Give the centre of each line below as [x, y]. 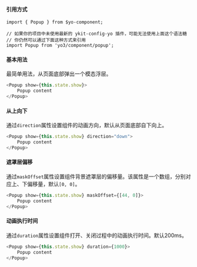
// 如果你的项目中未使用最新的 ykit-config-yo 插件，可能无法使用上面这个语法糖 [97, 34]
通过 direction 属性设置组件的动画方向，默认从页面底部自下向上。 [87, 125]
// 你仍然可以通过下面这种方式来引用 [46, 40]
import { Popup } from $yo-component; [55, 22]
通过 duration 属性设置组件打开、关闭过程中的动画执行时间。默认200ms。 [97, 235]
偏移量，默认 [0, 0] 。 [53, 184]
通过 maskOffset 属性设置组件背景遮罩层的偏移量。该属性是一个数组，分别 [96, 176]
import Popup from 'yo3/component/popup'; [60, 46]
